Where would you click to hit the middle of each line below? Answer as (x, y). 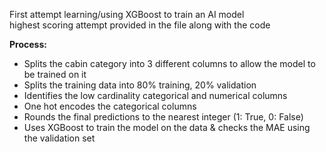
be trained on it (55, 74)
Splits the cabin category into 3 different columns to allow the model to (169, 63)
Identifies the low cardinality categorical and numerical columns (155, 95)
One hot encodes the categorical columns (110, 106)
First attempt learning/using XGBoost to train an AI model (127, 14)
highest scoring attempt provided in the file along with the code (140, 25)
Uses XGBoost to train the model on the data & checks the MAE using (167, 127)
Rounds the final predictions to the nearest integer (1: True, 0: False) (163, 117)
